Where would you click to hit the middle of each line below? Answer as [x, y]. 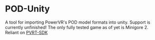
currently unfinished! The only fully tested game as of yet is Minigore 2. [77, 27]
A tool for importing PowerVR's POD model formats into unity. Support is [78, 22]
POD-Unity [28, 9]
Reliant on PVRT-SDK [26, 32]
